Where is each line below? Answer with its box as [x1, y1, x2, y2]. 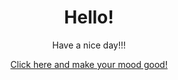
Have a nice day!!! [52, 39, 126, 51]
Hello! [64, 6, 114, 29]
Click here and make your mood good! [10, 58, 168, 70]
